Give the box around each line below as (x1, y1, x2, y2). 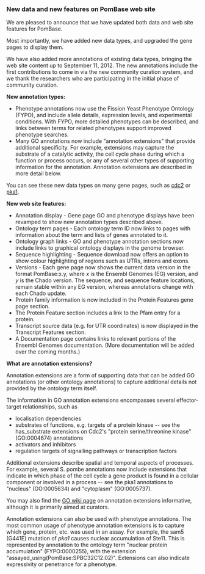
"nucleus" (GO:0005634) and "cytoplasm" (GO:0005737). (6, 485, 153, 493)
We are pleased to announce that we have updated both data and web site (6, 19, 193, 26)
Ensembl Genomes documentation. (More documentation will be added (15, 341, 195, 349)
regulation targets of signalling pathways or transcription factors (15, 448, 177, 455)
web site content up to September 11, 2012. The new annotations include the (6, 62, 198, 69)
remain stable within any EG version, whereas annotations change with (15, 283, 193, 291)
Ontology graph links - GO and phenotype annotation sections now (15, 238, 184, 245)
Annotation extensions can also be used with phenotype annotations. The (6, 515, 192, 523)
